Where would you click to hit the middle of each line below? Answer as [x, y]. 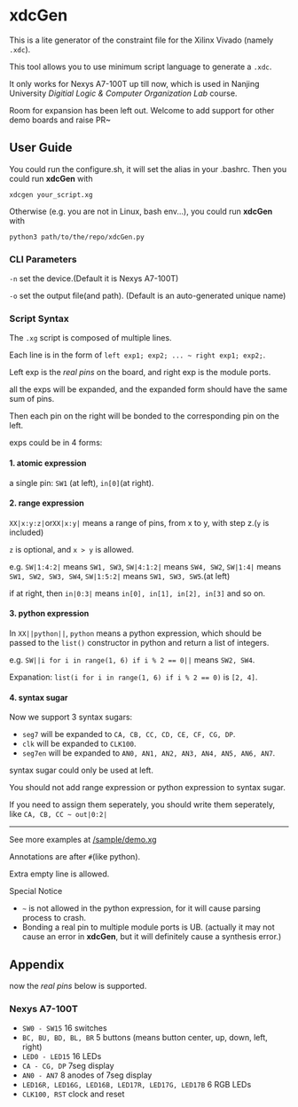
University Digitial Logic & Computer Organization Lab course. [123, 93]
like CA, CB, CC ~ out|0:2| [59, 814]
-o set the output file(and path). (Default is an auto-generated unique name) [148, 296]
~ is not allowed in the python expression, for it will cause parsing [141, 908]
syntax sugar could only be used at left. [81, 770]
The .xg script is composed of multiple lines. [90, 338]
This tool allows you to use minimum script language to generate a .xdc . [141, 67]
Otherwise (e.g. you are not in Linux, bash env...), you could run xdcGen [141, 211]
